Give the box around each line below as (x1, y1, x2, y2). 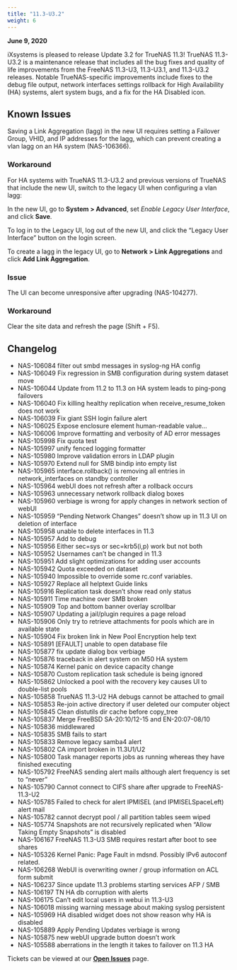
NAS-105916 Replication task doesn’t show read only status (17, 587, 192, 595)
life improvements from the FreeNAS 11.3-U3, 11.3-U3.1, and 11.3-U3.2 (7, 65, 209, 74)
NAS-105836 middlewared (17, 723, 96, 731)
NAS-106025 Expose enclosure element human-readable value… (17, 422, 207, 430)
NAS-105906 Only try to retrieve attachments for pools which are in (17, 617, 214, 626)
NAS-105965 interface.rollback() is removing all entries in (17, 467, 185, 475)
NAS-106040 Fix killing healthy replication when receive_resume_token (17, 399, 225, 408)
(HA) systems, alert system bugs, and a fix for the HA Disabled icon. (7, 88, 207, 96)
